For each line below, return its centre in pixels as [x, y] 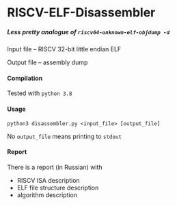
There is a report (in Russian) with [55, 167]
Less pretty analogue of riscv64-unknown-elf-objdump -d [88, 31]
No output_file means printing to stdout [64, 136]
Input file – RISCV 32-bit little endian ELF [64, 49]
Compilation [25, 78]
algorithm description [47, 195]
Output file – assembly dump [47, 62]
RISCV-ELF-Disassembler [81, 13]
